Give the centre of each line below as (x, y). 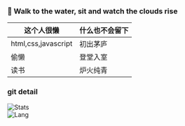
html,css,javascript (42, 43)
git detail (23, 92)
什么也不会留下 (104, 31)
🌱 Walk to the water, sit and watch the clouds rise (92, 11)
